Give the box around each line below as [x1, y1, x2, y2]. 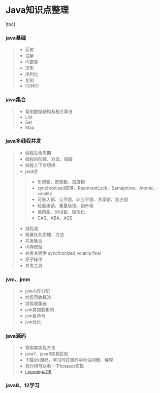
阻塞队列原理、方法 [25, 232, 64, 237]
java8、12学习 [5, 382, 40, 389]
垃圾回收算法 [25, 294, 51, 300]
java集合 [5, 96, 26, 103]
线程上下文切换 [25, 162, 56, 168]
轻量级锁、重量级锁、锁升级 [37, 202, 94, 208]
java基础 [5, 34, 26, 41]
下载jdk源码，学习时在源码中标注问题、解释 [25, 357, 114, 363]
